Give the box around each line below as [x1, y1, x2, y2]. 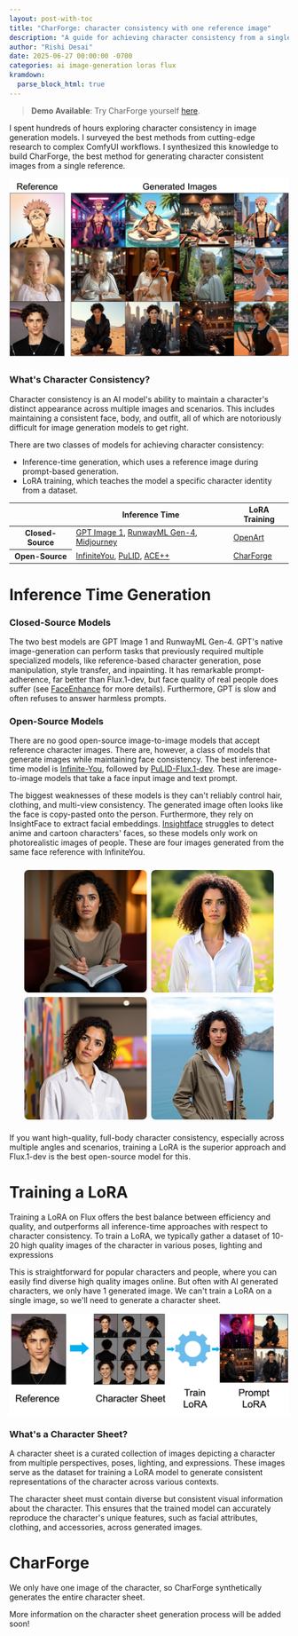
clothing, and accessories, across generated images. [9, 1521, 203, 1532]
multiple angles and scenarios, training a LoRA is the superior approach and [9, 1142, 286, 1153]
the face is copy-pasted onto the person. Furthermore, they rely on [9, 809, 255, 820]
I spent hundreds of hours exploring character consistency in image [9, 123, 257, 133]
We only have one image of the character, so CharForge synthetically [9, 1582, 263, 1593]
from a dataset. [21, 485, 78, 495]
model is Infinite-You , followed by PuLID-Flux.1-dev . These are [27, 763, 255, 774]
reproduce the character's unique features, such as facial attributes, [9, 1512, 259, 1522]
